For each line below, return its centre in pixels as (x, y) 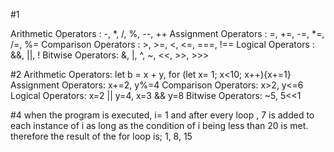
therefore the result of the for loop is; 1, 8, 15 (101, 136)
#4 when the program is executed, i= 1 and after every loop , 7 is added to (162, 115)
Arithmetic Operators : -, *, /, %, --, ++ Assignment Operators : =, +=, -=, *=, (167, 33)
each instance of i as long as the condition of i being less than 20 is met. (159, 125)
